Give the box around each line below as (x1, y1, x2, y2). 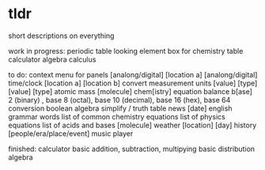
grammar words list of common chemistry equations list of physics (8, 111, 225, 121)
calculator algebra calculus (8, 55, 97, 64)
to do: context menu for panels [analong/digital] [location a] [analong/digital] (8, 70, 258, 79)
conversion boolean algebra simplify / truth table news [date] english (8, 104, 233, 113)
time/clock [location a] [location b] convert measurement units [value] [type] (8, 78, 258, 88)
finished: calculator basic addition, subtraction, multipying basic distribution (8, 144, 256, 153)
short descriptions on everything (8, 31, 115, 40)
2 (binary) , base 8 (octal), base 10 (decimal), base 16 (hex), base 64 (8, 95, 231, 104)
